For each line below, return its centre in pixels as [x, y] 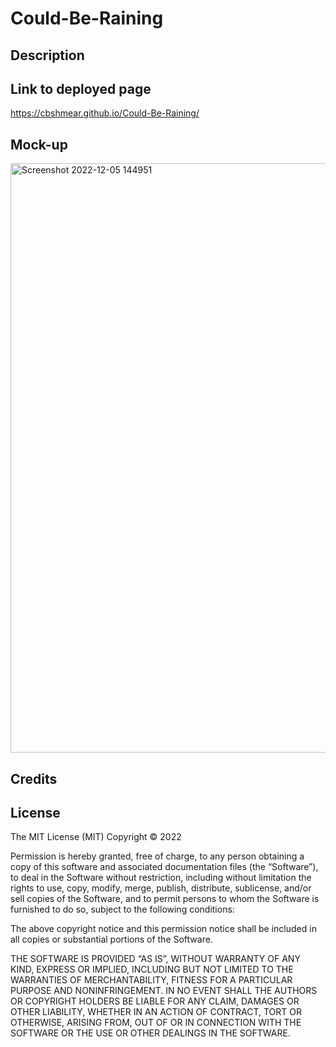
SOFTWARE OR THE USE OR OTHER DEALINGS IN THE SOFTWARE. [150, 1033]
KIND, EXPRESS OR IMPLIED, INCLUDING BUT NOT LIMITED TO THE [152, 969]
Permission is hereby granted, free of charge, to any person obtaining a [157, 856]
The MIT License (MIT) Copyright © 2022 [96, 837]
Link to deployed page [81, 88]
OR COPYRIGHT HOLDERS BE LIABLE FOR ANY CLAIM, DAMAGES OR [155, 1001]
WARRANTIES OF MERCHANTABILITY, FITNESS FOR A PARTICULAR [151, 980]
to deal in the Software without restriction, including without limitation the [161, 878]
